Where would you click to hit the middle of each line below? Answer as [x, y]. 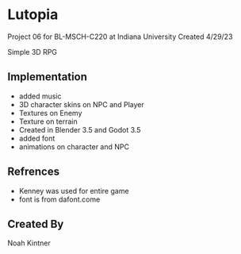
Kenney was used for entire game [74, 190]
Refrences [34, 172]
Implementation [48, 77]
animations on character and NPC [74, 146]
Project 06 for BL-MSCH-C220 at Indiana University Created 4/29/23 [120, 37]
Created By [36, 224]
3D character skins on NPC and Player [81, 104]
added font [37, 138]
